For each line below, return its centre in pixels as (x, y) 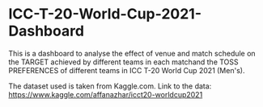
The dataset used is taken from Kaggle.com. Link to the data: (110, 86)
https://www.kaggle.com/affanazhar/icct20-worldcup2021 (106, 94)
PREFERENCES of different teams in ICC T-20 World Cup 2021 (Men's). (127, 70)
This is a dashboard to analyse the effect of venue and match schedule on (132, 53)
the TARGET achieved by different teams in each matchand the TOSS (123, 62)
